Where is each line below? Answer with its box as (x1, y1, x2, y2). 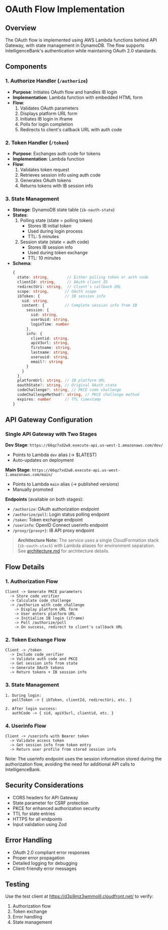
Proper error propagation (12, 854, 65, 861)
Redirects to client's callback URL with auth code (20, 126, 122, 132)
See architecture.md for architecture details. (17, 548, 110, 554)
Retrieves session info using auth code (20, 172, 101, 178)
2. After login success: (5, 706, 58, 711)
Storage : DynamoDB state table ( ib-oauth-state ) (12, 207, 115, 213)
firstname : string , (31, 345, 72, 350)
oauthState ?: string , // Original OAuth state (17, 382, 117, 388)
